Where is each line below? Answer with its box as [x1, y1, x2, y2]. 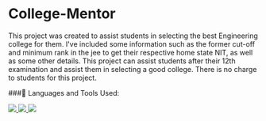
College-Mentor [8, 5, 116, 23]
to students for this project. [8, 73, 97, 82]
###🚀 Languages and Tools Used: [8, 88, 120, 97]
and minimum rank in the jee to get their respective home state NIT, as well [8, 47, 253, 57]
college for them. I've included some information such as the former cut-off [8, 39, 256, 48]
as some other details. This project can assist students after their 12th [8, 56, 236, 66]
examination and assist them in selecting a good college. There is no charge [8, 64, 257, 74]
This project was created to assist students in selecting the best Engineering [8, 31, 258, 40]
